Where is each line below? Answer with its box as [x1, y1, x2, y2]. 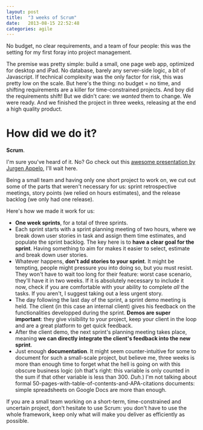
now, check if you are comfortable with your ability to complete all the [14, 284, 189, 291]
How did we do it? [6, 126, 97, 140]
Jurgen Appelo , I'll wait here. [6, 165, 78, 172]
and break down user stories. [14, 252, 88, 259]
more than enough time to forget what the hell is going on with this [14, 360, 181, 368]
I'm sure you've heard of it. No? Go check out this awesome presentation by [6, 158, 196, 166]
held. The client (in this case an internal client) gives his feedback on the [14, 303, 196, 310]
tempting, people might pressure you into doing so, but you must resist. [14, 264, 193, 272]
